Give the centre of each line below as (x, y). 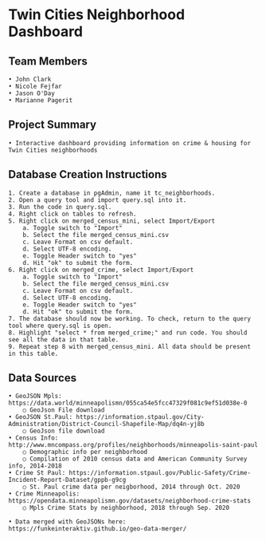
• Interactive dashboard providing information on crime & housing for (129, 143)
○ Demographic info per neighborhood (85, 452)
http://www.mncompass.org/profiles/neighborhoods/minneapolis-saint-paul (133, 445)
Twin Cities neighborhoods (53, 150)
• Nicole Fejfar (35, 86)
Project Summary (53, 125)
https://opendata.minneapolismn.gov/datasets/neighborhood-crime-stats (129, 501)
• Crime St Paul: (37, 473)
